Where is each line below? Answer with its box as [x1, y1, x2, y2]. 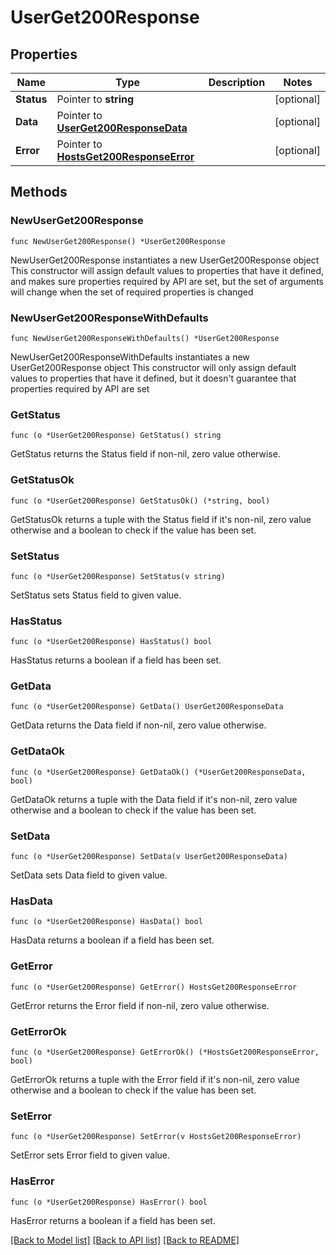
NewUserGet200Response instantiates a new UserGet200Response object [10, 254, 320, 266]
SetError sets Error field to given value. [10, 1149, 171, 1161]
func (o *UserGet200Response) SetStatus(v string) [10, 571, 226, 581]
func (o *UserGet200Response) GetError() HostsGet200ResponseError [10, 982, 298, 992]
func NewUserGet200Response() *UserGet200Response [10, 236, 226, 246]
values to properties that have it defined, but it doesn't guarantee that [10, 372, 297, 384]
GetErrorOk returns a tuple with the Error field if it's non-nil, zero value [10, 1073, 300, 1085]
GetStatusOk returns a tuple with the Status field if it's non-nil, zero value [10, 513, 312, 525]
